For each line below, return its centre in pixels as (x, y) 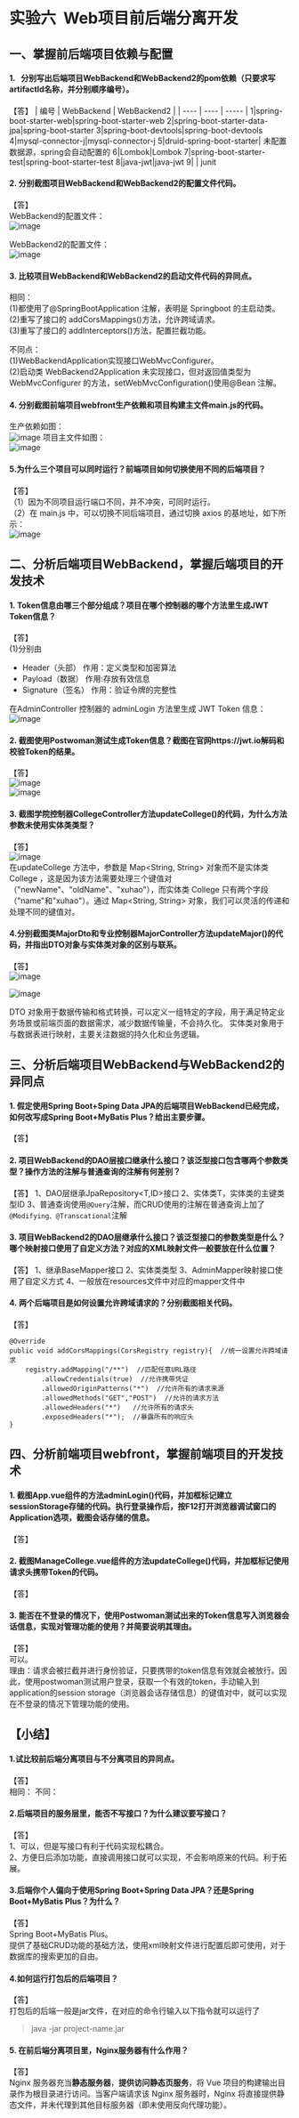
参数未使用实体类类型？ (52, 825)
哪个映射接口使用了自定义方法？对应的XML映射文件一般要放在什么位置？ (143, 1249)
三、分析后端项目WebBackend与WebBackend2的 (147, 1065)
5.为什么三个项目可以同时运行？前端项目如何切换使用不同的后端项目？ (138, 469)
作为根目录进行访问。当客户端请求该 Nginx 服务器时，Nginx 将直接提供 (147, 2094)
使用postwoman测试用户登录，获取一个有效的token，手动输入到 (142, 1681)
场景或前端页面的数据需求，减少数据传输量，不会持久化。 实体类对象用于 (150, 1023)
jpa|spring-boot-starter (52, 130)
